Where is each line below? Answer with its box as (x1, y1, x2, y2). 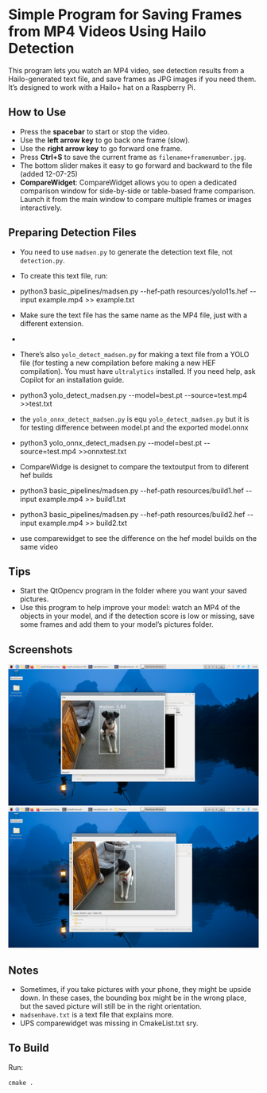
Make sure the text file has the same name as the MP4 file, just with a (19, 310, 248, 320)
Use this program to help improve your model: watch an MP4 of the (19, 603, 241, 613)
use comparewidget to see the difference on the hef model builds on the (19, 533, 257, 543)
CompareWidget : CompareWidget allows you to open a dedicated (19, 177, 237, 187)
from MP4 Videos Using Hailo (8, 22, 207, 41)
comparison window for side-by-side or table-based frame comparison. (19, 185, 256, 196)
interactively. (19, 203, 62, 212)
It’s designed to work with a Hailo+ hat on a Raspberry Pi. (8, 82, 196, 92)
